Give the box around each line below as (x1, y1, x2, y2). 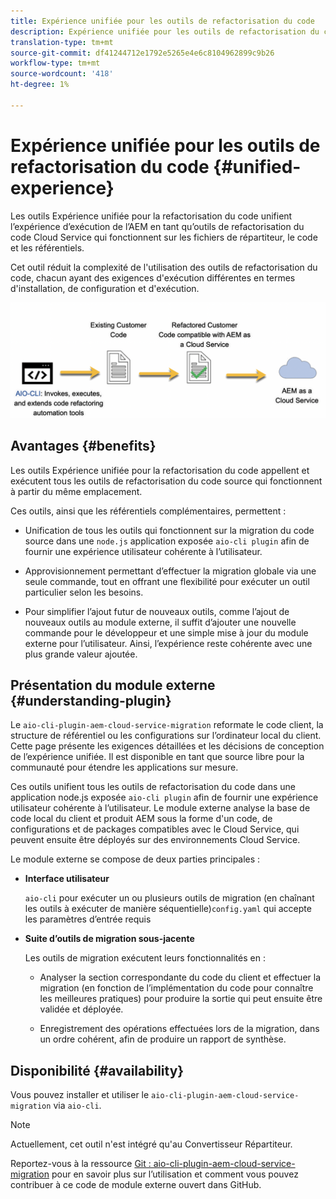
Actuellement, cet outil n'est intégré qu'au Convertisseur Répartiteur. (10, 1138, 293, 1150)
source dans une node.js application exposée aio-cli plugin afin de (24, 535, 310, 547)
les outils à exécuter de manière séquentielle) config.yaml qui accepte (24, 903, 312, 915)
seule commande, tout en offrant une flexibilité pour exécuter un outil (24, 575, 310, 587)
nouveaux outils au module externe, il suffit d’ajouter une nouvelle (24, 616, 297, 628)
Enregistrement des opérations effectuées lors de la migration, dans (39, 1023, 320, 1035)
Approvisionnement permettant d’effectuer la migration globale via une (24, 565, 317, 577)
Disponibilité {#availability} (10, 1062, 185, 1079)
